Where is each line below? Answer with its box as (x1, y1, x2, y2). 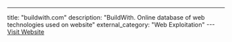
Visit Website (7, 28, 45, 36)
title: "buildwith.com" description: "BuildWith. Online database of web (7, 14, 205, 21)
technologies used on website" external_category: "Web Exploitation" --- (7, 21, 215, 28)
